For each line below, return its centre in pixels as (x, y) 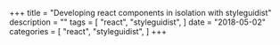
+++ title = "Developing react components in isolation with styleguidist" (140, 13)
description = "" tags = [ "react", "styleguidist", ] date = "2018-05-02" (137, 22)
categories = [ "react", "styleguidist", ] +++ (88, 31)
